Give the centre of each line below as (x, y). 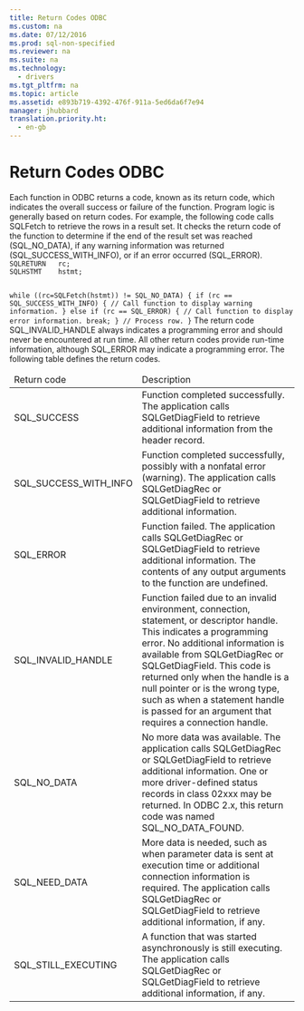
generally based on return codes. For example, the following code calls (142, 216)
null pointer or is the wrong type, (211, 688)
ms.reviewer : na (40, 52)
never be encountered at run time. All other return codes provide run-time (147, 339)
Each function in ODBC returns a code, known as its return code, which (142, 197)
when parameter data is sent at (208, 853)
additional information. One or (205, 771)
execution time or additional (200, 865)
